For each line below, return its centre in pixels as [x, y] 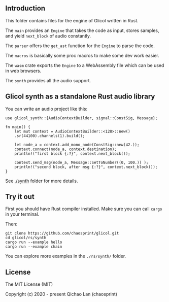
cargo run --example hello [34, 242]
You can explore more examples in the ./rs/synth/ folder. [66, 256]
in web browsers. [23, 71]
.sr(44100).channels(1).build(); [50, 136]
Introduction [25, 8]
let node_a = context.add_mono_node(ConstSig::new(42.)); [77, 145]
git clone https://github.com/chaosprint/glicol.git [62, 233]
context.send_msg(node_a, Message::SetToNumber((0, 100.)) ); [81, 162]
